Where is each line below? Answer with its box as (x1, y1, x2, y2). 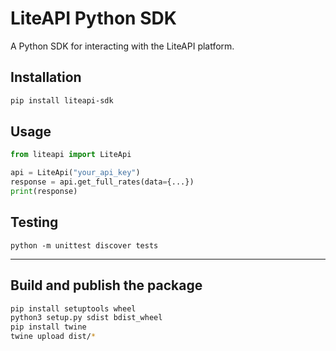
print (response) (10, 187, 78, 197)
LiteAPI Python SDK (10, 7, 177, 30)
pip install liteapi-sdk (10, 95, 114, 106)
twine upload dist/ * (10, 332, 97, 342)
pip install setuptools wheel (10, 303, 137, 314)
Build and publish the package (10, 277, 203, 294)
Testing (10, 214, 59, 231)
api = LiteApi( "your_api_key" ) (10, 168, 141, 178)
